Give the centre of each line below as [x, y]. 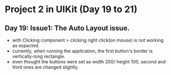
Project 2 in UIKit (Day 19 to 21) [71, 9]
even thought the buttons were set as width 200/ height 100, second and [89, 62]
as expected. [26, 46]
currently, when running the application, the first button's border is [82, 51]
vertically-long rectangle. [39, 56]
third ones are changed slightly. [45, 67]
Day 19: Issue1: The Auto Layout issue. [67, 28]
